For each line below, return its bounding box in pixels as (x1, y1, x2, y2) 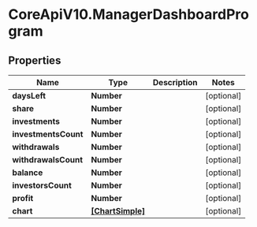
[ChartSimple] (90, 206, 146, 216)
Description (152, 77, 198, 87)
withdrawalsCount (12, 154, 84, 165)
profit (12, 193, 34, 203)
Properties (8, 54, 61, 67)
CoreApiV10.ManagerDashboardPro (8, 6, 250, 24)
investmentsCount (12, 128, 84, 140)
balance (12, 167, 43, 178)
